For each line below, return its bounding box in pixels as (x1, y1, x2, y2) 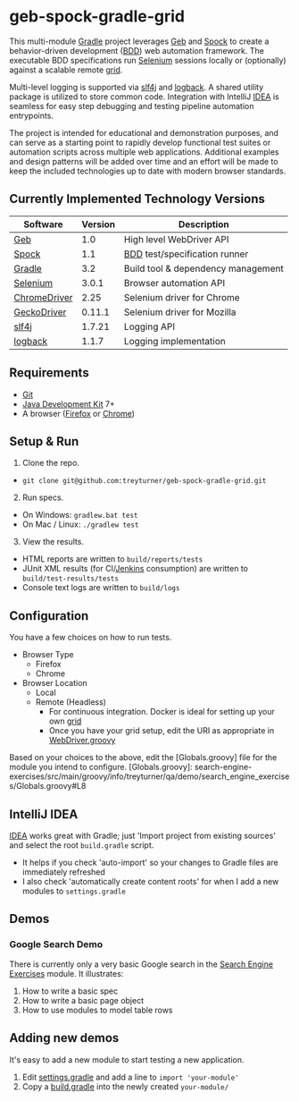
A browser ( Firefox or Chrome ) (21, 408, 136, 419)
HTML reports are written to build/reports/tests (21, 554, 203, 564)
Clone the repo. (21, 458, 80, 469)
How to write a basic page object (21, 995, 145, 1005)
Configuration (9, 608, 89, 623)
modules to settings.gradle (21, 885, 127, 896)
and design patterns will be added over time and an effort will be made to (9, 156, 278, 166)
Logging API (123, 320, 176, 333)
